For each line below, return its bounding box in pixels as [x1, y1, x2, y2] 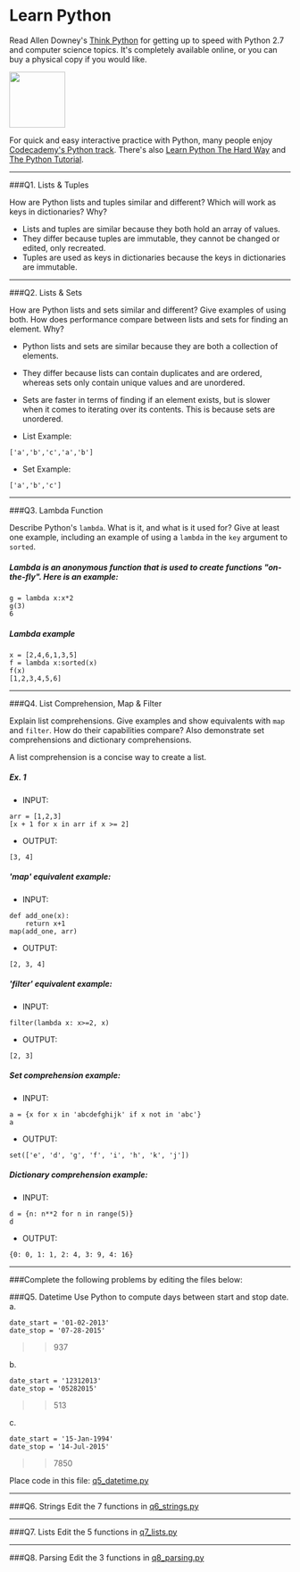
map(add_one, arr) [9, 926, 78, 936]
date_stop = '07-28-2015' [9, 1325, 105, 1335]
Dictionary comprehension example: [9, 1169, 148, 1180]
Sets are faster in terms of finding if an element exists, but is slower [21, 394, 271, 405]
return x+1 [25, 919, 66, 928]
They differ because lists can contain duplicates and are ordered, [21, 367, 262, 378]
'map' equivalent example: [9, 872, 112, 882]
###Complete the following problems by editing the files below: [9, 1274, 243, 1284]
